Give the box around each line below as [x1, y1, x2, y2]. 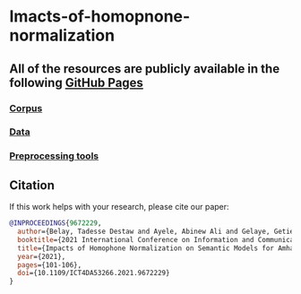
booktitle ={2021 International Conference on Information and [17, 235, 254, 244]
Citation [9, 177, 56, 193]
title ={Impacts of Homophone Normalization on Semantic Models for [17, 244, 275, 253]
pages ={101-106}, [17, 260, 82, 270]
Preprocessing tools [9, 150, 99, 162]
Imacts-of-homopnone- [9, 6, 191, 27]
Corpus [9, 101, 43, 114]
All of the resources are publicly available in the [9, 61, 280, 76]
